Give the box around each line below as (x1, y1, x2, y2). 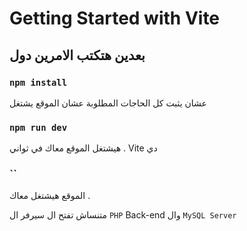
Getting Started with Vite (9, 7, 221, 30)
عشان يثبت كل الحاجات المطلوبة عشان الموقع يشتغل (9, 97, 207, 109)
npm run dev (9, 122, 68, 133)
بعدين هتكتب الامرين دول (9, 47, 146, 64)
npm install (9, 77, 68, 88)
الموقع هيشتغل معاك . (9, 190, 91, 202)
